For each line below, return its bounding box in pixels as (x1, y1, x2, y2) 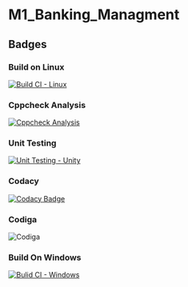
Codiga (8, 213, 38, 225)
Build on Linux (8, 62, 65, 73)
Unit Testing (8, 138, 57, 149)
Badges (8, 38, 47, 51)
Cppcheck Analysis (8, 99, 86, 110)
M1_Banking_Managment (8, 6, 180, 24)
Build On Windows (8, 252, 82, 263)
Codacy (8, 176, 40, 187)
